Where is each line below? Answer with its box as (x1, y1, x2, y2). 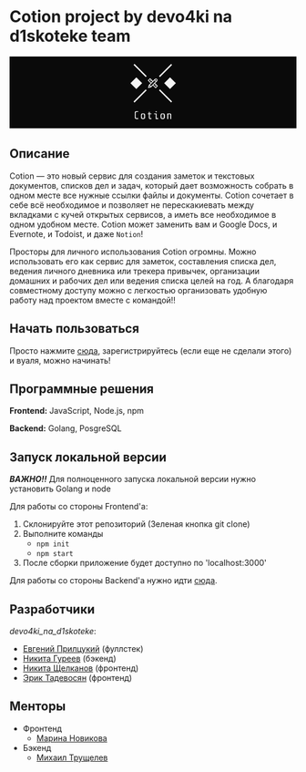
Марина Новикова (36, 732, 107, 744)
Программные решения (9, 381, 155, 396)
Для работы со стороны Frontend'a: (9, 501, 148, 512)
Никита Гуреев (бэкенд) (22, 654, 117, 664)
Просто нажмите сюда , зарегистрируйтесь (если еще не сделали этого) (9, 345, 292, 356)
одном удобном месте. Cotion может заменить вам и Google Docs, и (9, 219, 278, 230)
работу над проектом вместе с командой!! (9, 294, 176, 305)
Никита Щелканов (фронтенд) (22, 663, 139, 674)
